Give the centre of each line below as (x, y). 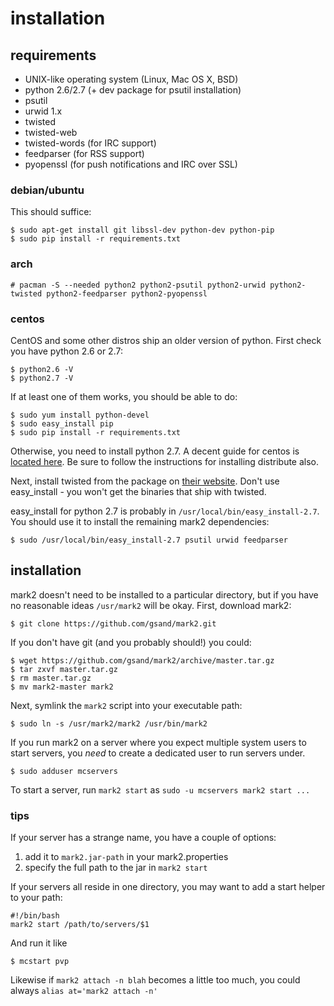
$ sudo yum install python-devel (80, 415)
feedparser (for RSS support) (84, 153)
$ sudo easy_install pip (62, 423)
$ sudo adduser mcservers (64, 771)
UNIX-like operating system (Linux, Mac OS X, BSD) (131, 79)
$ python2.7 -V (42, 378)
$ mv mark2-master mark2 (62, 687)
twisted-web (51, 132)
